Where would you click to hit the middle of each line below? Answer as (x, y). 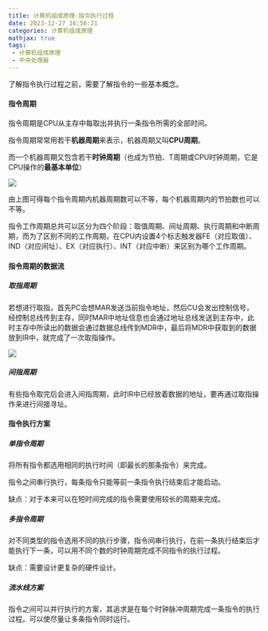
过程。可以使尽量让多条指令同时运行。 (71, 619)
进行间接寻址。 (47, 404)
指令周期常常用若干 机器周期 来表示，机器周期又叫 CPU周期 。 (106, 140)
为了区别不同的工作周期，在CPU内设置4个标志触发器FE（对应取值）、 (143, 236)
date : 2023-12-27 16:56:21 (53, 23)
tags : (17, 46)
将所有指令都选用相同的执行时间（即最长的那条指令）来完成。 (110, 465)
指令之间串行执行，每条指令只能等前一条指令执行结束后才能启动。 (116, 482)
